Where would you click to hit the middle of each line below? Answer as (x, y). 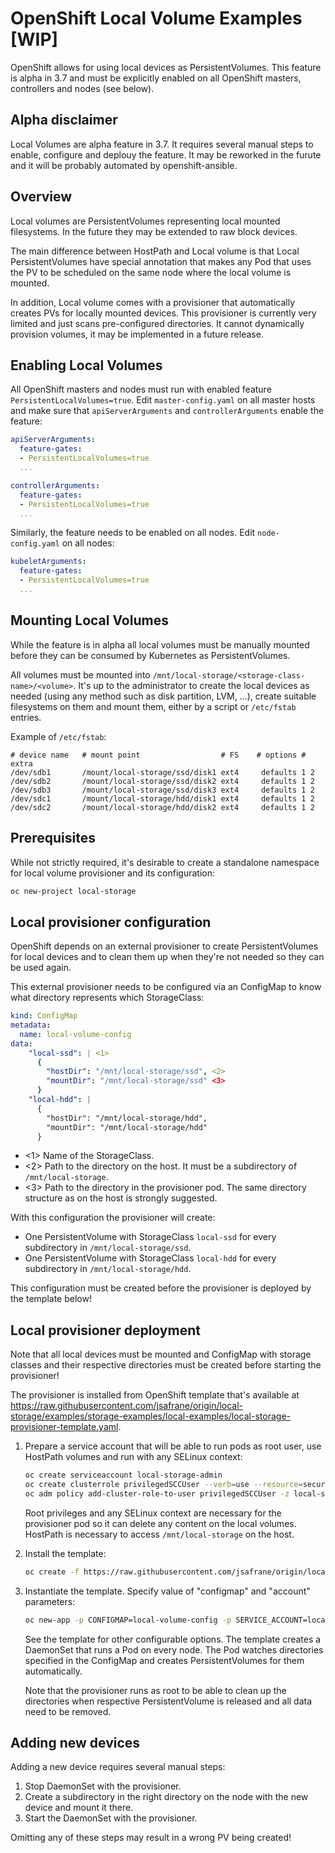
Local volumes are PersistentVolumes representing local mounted (145, 221)
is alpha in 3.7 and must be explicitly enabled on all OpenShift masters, (156, 78)
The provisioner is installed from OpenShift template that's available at (155, 1395)
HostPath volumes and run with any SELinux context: (133, 1457)
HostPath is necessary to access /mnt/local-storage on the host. (159, 1534)
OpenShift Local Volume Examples (156, 18)
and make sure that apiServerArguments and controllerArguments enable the (167, 411)
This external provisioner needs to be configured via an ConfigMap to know (166, 987)
